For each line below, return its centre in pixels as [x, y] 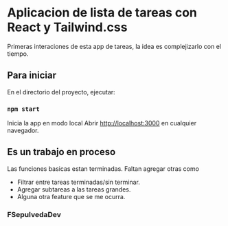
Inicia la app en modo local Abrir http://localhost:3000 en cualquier [102, 123]
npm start [23, 109]
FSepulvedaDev [34, 214]
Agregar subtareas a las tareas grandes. [74, 189]
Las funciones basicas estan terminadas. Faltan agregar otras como [103, 168]
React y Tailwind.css [67, 27]
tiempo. [18, 54]
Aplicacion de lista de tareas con [102, 13]
